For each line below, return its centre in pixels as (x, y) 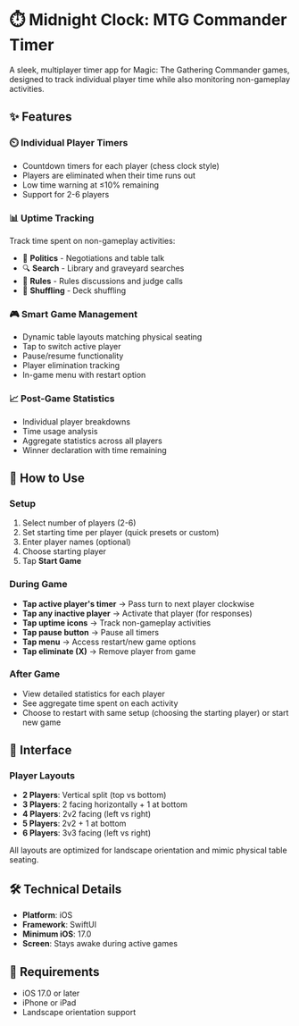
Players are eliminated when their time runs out (109, 175)
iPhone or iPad (49, 1003)
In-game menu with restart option (84, 375)
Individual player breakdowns (76, 421)
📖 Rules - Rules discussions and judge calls (102, 281)
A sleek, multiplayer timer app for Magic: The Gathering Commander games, (149, 70)
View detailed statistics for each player (93, 694)
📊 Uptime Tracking (52, 218)
